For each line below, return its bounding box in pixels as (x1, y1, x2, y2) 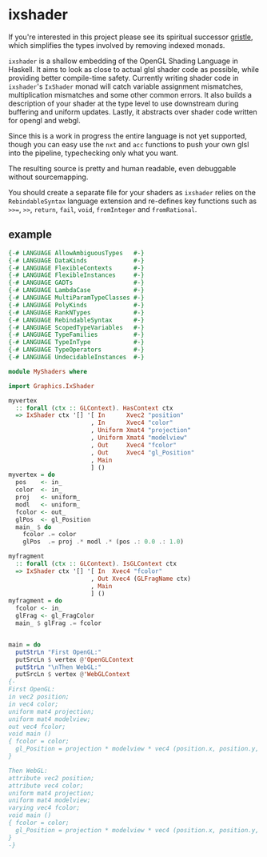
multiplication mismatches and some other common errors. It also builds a (8, 90, 252, 99)
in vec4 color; (8, 700, 59, 708)
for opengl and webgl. (8, 115, 82, 125)
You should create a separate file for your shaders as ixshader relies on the (8, 187, 256, 197)
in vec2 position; (8, 693, 70, 701)
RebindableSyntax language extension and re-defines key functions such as (8, 196, 257, 206)
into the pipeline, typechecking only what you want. (8, 148, 178, 158)
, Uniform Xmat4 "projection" (90, 426, 192, 435)
